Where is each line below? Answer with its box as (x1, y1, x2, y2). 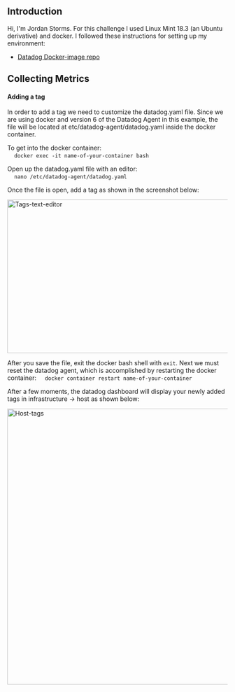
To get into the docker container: (7, 143, 101, 153)
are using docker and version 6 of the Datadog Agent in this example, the (7, 115, 218, 124)
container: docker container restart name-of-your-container (7, 374, 192, 382)
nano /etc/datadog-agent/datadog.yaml (13, 174, 127, 181)
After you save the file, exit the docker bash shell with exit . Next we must (7, 359, 219, 367)
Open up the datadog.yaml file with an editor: (7, 164, 138, 174)
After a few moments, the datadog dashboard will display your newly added (7, 388, 225, 396)
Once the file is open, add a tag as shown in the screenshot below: (7, 185, 199, 195)
